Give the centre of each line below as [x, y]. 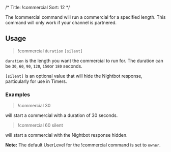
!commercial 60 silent [40, 125]
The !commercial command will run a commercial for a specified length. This [85, 17]
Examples [18, 95]
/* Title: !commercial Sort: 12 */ [38, 7]
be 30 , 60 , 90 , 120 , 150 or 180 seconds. [44, 66]
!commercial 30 [34, 106]
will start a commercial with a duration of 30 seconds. [62, 115]
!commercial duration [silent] [50, 51]
